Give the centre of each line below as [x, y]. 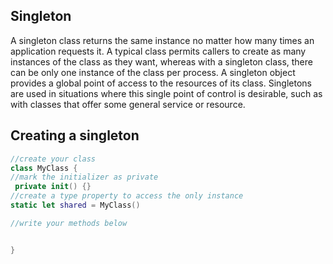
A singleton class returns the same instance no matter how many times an [162, 40]
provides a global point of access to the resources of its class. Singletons [161, 83]
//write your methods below [69, 223]
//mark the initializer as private [84, 177]
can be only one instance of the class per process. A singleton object [153, 72]
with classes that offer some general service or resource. [128, 104]
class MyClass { [44, 168]
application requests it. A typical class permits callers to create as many [158, 51]
